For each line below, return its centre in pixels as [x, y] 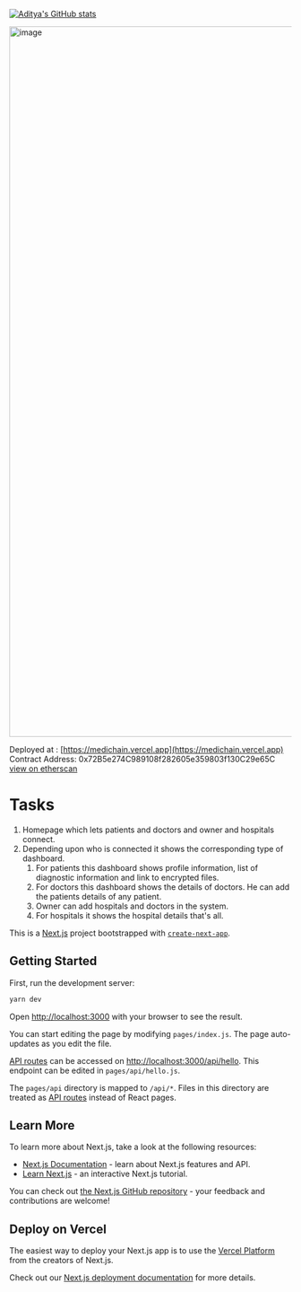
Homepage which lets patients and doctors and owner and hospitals [148, 830]
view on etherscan [43, 769]
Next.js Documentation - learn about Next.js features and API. [136, 1165]
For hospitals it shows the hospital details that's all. [129, 915]
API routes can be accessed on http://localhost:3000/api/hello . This [134, 1060]
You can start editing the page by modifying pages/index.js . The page [139, 1033]
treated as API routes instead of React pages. [93, 1097]
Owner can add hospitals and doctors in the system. [132, 906]
